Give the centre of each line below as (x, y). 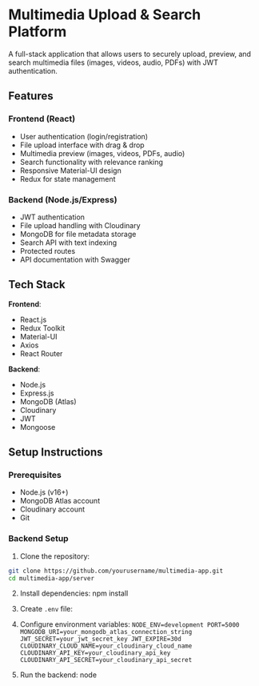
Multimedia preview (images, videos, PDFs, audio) (102, 153)
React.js (33, 319)
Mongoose (38, 427)
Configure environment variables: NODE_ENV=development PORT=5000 (129, 624)
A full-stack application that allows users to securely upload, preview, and (130, 54)
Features (31, 96)
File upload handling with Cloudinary (80, 225)
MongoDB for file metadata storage (78, 234)
